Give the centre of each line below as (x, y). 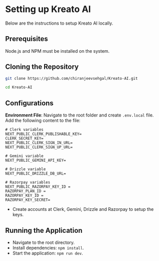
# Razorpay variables (28, 182)
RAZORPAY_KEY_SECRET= (28, 200)
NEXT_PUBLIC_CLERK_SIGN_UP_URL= (39, 147)
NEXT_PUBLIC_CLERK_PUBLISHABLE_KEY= (43, 134)
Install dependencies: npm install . (48, 247)
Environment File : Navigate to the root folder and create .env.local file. (79, 115)
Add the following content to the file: (43, 120)
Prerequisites (27, 39)
